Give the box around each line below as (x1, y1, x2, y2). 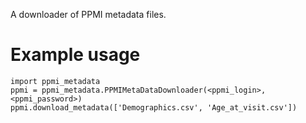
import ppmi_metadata (10, 76, 101, 86)
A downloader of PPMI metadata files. (10, 9, 167, 20)
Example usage (10, 44, 141, 66)
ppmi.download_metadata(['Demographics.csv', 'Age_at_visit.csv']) (10, 102, 298, 113)
